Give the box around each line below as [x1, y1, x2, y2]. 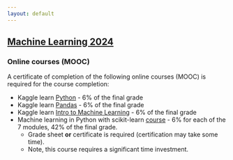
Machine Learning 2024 [7, 36, 114, 48]
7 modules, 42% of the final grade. [17, 123, 118, 131]
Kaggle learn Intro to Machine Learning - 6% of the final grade [17, 109, 197, 117]
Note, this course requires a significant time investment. [27, 145, 189, 154]
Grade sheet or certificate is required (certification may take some [27, 130, 218, 139]
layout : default [7, 10, 54, 17]
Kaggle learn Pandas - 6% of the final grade [17, 101, 144, 109]
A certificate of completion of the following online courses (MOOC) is [7, 72, 206, 81]
